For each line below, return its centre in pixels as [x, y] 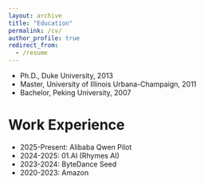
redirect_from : [33, 46]
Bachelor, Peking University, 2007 [75, 92]
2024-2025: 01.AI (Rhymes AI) [69, 155]
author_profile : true [44, 38]
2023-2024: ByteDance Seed [68, 164]
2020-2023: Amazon [54, 172]
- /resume [31, 53]
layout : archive [35, 16]
